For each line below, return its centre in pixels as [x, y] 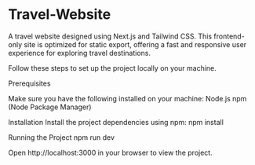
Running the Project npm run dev [62, 137]
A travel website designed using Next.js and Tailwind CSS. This [110, 36]
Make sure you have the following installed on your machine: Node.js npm [127, 98]
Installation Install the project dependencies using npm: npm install [116, 122]
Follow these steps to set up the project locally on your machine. [113, 68]
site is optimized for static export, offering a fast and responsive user [135, 44]
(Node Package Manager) [50, 107]
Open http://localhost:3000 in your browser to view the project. [111, 152]
